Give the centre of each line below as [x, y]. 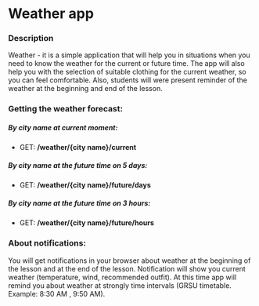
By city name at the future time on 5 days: [78, 165]
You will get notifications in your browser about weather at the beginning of [129, 260]
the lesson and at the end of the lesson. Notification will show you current [127, 268]
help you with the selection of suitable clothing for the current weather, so [127, 72]
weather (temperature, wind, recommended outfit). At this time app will [122, 277]
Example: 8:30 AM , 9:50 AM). [57, 293]
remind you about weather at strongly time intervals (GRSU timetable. [120, 285]
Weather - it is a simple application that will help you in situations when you [129, 55]
